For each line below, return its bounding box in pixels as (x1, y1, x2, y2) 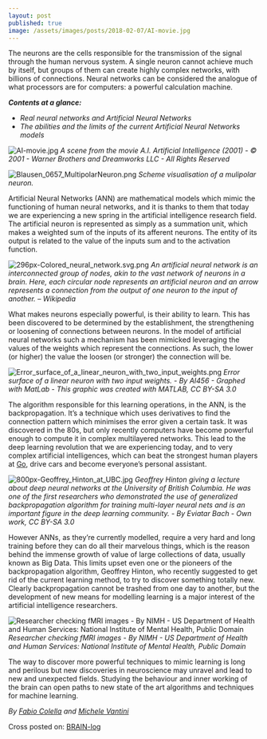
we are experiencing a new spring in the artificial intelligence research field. (8, 211, 257, 221)
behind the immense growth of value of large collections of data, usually (8, 550, 245, 559)
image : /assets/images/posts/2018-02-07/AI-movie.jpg (8, 26, 191, 34)
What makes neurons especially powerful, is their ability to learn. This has (8, 309, 250, 320)
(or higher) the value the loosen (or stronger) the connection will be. (8, 352, 232, 362)
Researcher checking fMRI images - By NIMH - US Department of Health (8, 633, 249, 643)
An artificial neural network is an (151, 260, 258, 270)
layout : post (8, 11, 52, 20)
